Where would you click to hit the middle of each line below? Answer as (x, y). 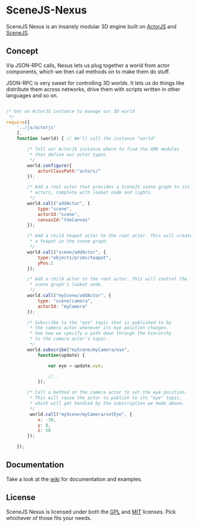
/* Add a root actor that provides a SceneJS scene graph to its (109, 187)
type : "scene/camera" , (65, 301)
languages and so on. (32, 95)
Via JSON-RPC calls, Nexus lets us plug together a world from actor (88, 65)
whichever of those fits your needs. (49, 518)
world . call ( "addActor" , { (59, 203)
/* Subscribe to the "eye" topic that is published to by (99, 322)
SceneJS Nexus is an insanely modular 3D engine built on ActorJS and (91, 26)
